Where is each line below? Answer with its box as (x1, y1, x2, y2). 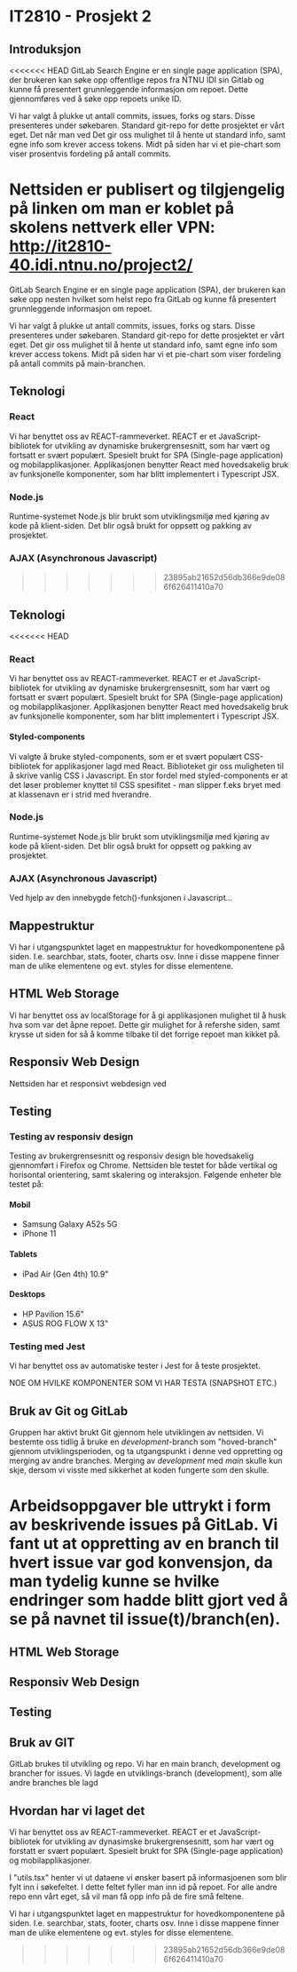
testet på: (9, 1179, 44, 1189)
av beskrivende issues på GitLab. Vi (9, 1515, 278, 1535)
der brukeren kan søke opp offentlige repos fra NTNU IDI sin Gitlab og (9, 75, 264, 85)
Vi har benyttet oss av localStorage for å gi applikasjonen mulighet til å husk (9, 1010, 286, 1021)
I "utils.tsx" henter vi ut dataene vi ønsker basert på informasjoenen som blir (9, 1872, 287, 1882)
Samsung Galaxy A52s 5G (21, 1219, 118, 1229)
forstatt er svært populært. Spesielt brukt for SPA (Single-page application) (9, 1845, 284, 1856)
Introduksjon (9, 42, 82, 57)
